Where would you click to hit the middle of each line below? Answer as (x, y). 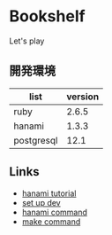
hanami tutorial (49, 193)
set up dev (41, 202)
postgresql (36, 140)
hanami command (55, 212)
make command (51, 221)
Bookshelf (47, 16)
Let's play (27, 41)
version (82, 97)
